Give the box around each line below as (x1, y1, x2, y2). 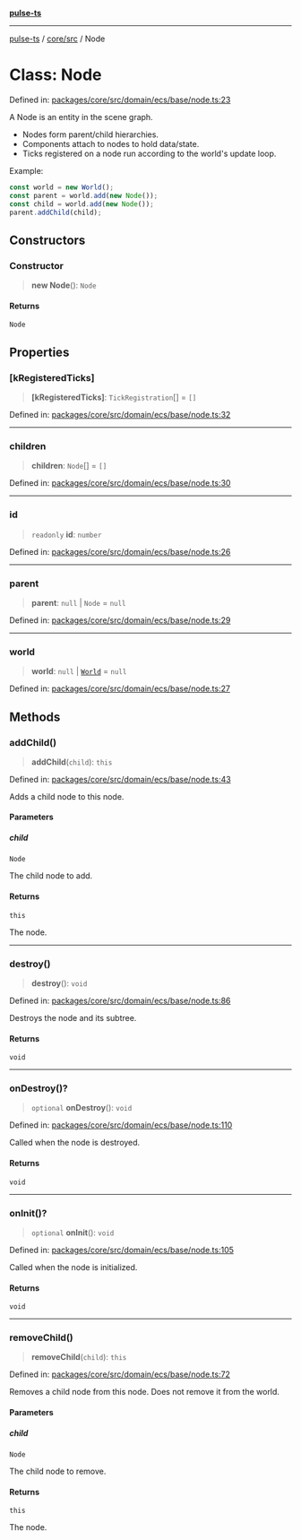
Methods (9, 709, 61, 724)
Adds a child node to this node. (9, 791, 125, 801)
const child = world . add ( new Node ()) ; (9, 199, 154, 209)
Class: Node (9, 65, 102, 85)
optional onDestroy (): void (30, 1103, 133, 1113)
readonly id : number (30, 529, 102, 540)
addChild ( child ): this (30, 757, 113, 767)
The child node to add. (9, 870, 93, 881)
